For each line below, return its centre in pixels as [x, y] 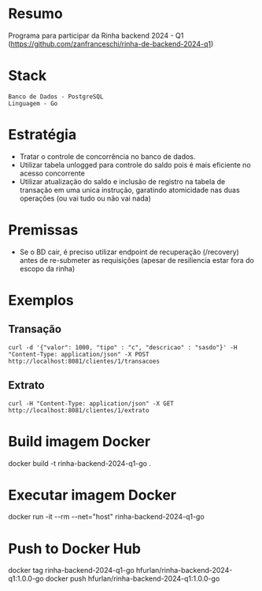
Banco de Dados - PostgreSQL [56, 96]
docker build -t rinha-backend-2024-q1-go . [80, 463]
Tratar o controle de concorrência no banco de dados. [107, 156]
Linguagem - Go [33, 103]
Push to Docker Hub [75, 549]
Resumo [35, 14]
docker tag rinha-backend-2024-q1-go [72, 571]
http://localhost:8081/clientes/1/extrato [79, 410]
